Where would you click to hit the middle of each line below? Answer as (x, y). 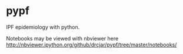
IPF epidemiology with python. (43, 27)
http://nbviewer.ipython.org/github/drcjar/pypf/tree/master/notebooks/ (91, 45)
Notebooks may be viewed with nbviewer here (62, 38)
